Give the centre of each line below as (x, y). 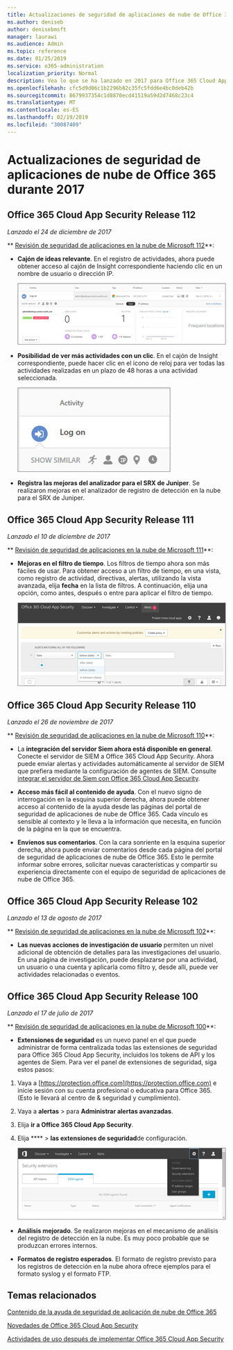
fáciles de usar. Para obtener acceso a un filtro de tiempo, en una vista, (119, 571)
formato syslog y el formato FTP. (64, 1274)
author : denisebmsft (37, 29)
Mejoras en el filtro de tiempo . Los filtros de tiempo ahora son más (113, 564)
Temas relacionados (52, 1295)
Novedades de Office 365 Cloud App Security (73, 1326)
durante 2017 (46, 189)
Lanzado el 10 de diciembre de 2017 (59, 537)
